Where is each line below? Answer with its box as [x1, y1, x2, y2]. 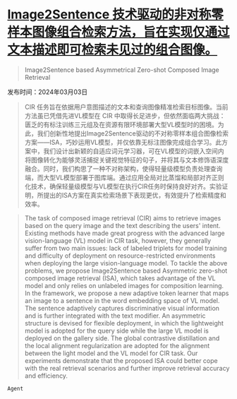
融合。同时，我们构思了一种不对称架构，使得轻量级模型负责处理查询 [24, 164, 223, 173]
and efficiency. [24, 371, 68, 380]
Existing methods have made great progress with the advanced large [24, 229, 225, 237]
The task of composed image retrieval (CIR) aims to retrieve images [24, 213, 221, 222]
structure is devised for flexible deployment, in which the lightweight [24, 318, 224, 327]
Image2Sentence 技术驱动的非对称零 [7, 6, 224, 23]
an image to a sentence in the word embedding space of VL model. [24, 296, 220, 304]
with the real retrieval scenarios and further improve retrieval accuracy [24, 364, 230, 372]
